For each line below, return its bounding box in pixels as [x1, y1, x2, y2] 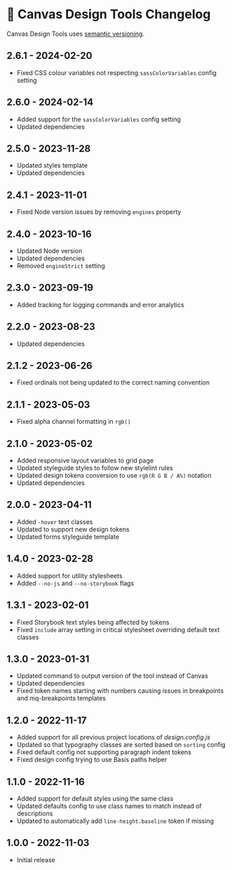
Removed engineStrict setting [16, 262, 106, 269]
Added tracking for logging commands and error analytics [16, 300, 185, 309]
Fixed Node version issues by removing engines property [16, 208, 182, 216]
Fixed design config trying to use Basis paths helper [16, 756, 168, 764]
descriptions [16, 809, 53, 817]
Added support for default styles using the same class [16, 794, 174, 803]
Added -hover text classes [16, 517, 93, 526]
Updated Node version [16, 247, 83, 255]
